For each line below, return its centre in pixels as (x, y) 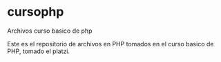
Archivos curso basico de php (50, 31)
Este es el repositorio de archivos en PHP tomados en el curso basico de (110, 44)
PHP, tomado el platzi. (39, 51)
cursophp (36, 12)
